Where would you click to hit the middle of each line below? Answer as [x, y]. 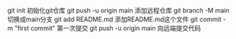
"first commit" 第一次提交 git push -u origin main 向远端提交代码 [108, 28]
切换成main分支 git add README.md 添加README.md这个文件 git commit [114, 19]
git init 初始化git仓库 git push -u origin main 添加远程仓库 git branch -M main [118, 10]
